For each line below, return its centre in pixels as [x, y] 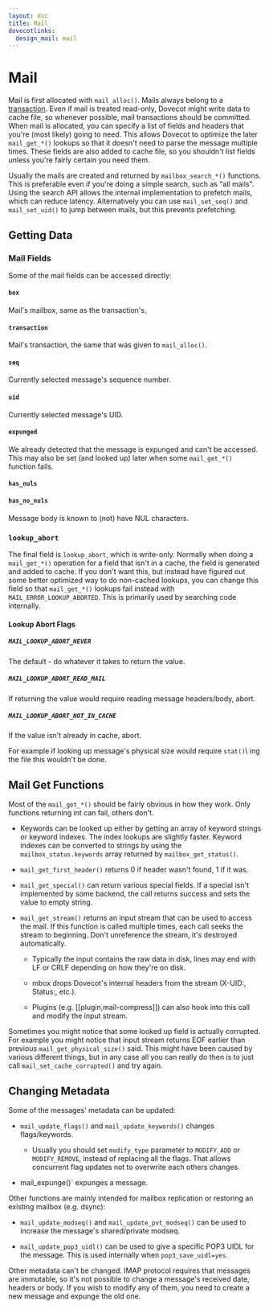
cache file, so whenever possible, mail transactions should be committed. [130, 117]
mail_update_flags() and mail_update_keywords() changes [117, 1126]
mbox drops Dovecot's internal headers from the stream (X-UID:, [139, 983]
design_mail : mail [47, 38]
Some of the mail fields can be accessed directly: [90, 275]
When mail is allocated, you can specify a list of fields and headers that [126, 126]
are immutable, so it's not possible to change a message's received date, [129, 1279]
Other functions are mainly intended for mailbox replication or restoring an [131, 1198]
